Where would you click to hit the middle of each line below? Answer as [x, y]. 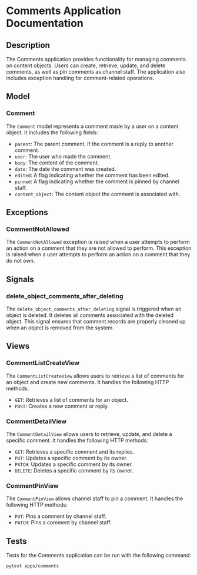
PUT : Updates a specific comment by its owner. [71, 458]
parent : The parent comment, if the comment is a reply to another [94, 144]
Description [28, 45]
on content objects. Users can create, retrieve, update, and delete [86, 65]
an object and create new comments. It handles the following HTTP [88, 382]
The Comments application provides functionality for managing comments [96, 59]
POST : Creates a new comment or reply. [62, 406]
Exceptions [27, 212]
